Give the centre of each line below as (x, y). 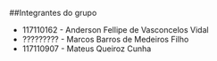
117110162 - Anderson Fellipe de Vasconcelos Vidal (115, 30)
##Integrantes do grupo (53, 13)
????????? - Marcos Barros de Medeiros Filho (105, 39)
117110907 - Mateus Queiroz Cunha (87, 49)
